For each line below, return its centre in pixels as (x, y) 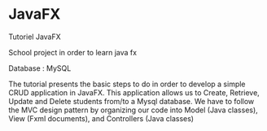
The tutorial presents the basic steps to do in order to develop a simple (127, 84)
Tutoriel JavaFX (35, 37)
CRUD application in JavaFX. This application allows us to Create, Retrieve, (134, 92)
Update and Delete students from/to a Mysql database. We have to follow (131, 101)
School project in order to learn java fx (72, 52)
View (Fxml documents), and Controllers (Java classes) (101, 118)
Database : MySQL (40, 68)
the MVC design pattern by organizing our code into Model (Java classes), (133, 110)
